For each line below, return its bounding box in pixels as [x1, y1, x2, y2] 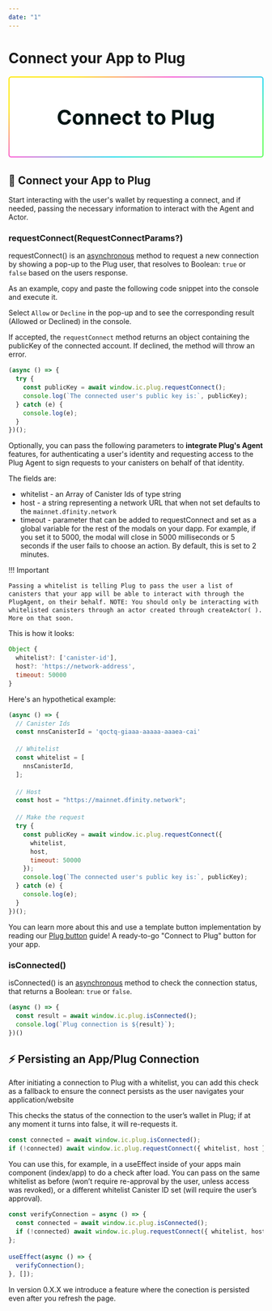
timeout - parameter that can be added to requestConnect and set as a [19, 515, 257, 525]
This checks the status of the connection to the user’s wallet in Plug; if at [8, 1111, 251, 1121]
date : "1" [8, 13, 42, 21]
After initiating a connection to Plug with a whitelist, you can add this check [8, 1078, 259, 1087]
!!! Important [8, 566, 49, 575]
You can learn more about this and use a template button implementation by [8, 922, 261, 932]
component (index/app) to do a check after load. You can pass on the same [8, 1168, 261, 1178]
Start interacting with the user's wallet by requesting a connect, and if [8, 195, 241, 205]
